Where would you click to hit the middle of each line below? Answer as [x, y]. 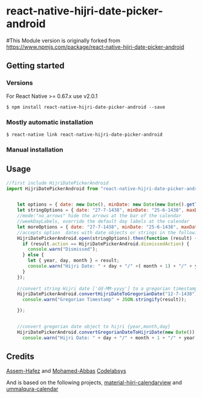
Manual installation [35, 150]
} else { [33, 255]
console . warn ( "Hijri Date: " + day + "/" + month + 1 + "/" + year [109, 338]
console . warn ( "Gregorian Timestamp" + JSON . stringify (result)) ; [104, 300]
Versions [20, 83]
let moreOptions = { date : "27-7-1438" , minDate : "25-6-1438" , [98, 227]
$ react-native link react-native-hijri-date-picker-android [84, 134]
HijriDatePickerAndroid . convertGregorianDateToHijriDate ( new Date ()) [106, 332]
